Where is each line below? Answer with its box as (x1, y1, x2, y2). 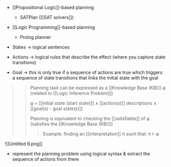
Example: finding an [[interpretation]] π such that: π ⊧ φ (42, 131, 159, 137)
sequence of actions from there (12, 156, 79, 162)
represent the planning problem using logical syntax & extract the (12, 151, 151, 157)
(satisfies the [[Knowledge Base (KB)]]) (30, 121, 113, 127)
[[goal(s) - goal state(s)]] (30, 106, 83, 112)
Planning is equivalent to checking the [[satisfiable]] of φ (30, 115, 150, 121)
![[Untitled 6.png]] (5, 141, 43, 147)
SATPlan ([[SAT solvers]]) (19, 14, 74, 20)
